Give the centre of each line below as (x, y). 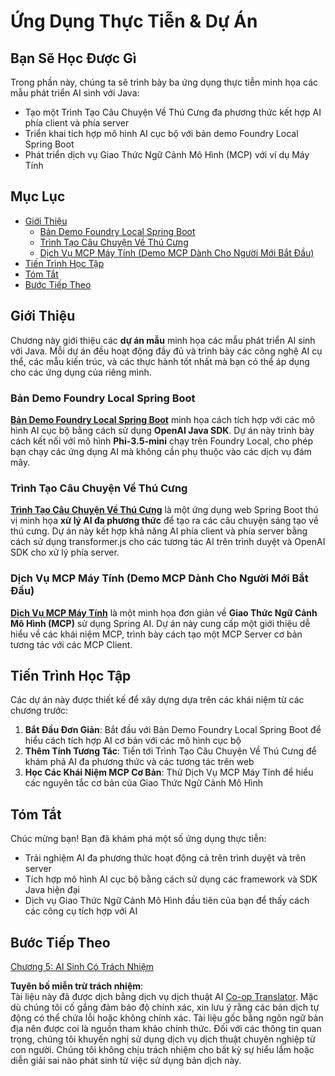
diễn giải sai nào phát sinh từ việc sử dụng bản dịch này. (126, 1060)
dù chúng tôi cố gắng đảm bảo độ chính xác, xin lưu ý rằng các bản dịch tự (165, 1007)
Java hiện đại (52, 890)
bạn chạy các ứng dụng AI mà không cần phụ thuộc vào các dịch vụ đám (161, 451)
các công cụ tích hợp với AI (81, 911)
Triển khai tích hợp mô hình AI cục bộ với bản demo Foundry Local (161, 133)
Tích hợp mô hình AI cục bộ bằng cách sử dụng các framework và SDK (171, 879)
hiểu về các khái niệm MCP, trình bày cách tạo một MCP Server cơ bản (156, 634)
